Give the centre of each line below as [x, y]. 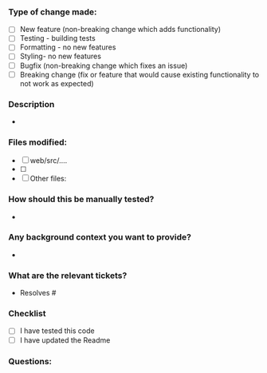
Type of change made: [53, 12]
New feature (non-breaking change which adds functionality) [120, 30]
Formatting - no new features [68, 47]
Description [31, 104]
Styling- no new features [61, 56]
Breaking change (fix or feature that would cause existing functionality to [139, 74]
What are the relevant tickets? [68, 276]
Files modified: [38, 142]
